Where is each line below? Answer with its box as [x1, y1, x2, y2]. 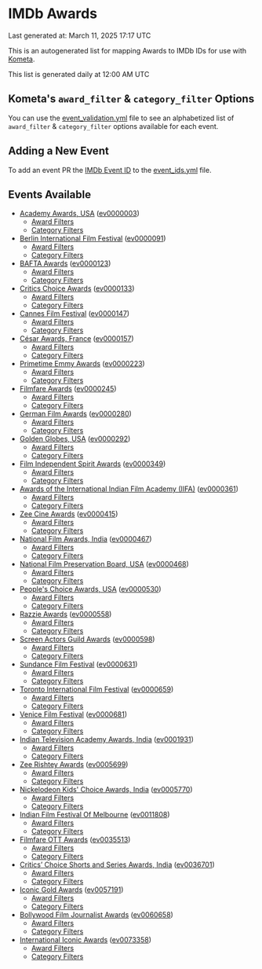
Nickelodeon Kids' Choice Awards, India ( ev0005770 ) [19, 785, 194, 795]
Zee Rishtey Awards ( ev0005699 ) [19, 760, 129, 769]
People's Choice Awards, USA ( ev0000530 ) [19, 585, 162, 594]
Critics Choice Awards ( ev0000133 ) [19, 284, 135, 293]
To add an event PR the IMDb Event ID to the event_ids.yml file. [8, 165, 212, 174]
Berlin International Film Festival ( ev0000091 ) [19, 233, 166, 244]
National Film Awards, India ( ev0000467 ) [19, 534, 152, 544]
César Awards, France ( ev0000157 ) [19, 334, 135, 343]
